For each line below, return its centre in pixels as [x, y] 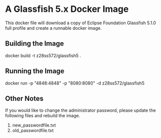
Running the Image [35, 71]
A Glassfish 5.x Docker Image [67, 9]
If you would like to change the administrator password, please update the [80, 110]
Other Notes [24, 98]
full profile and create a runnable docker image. [54, 28]
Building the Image [35, 44]
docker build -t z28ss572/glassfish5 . [43, 55]
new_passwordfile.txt [34, 125]
